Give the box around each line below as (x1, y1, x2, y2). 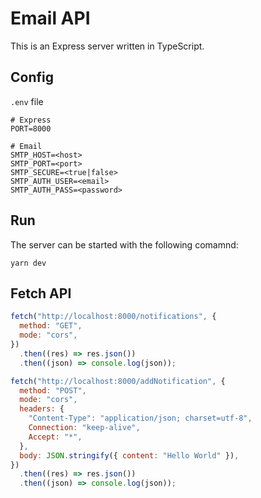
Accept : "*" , (28, 432, 83, 442)
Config (10, 69, 54, 86)
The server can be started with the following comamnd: (10, 238, 239, 251)
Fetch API (10, 285, 72, 302)
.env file (10, 95, 44, 107)
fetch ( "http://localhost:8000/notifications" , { (10, 312, 217, 322)
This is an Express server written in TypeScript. (10, 40, 205, 52)
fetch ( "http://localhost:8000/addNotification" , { (10, 376, 226, 386)
